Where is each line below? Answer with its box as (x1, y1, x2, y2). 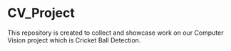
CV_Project (7, 5, 75, 21)
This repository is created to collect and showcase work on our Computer (7, 28, 224, 37)
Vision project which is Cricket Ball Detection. (7, 35, 141, 44)
